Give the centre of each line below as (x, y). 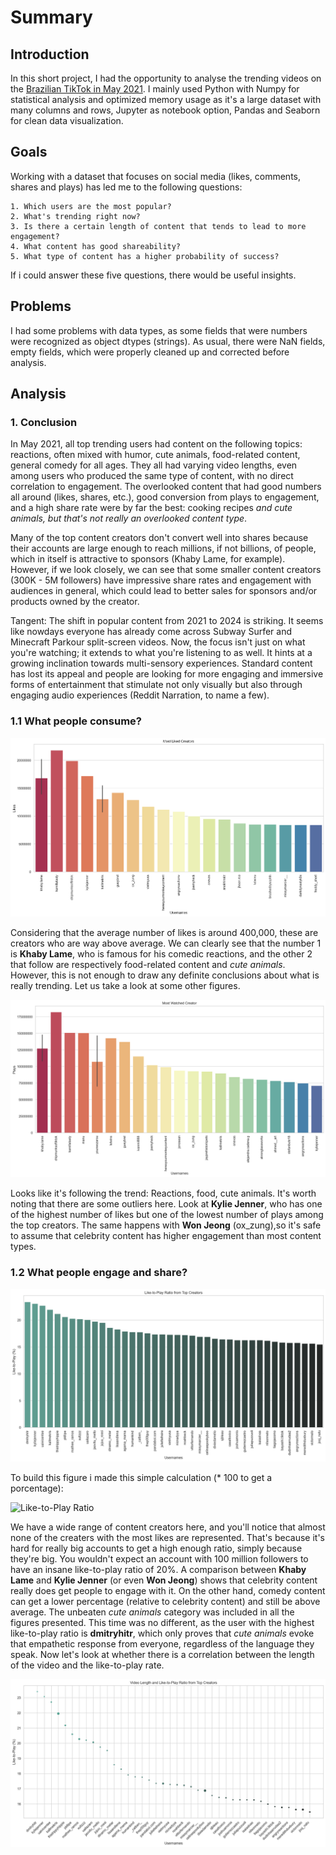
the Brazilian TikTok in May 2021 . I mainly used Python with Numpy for (155, 89)
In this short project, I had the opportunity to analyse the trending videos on (166, 78)
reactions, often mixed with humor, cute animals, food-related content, (155, 455)
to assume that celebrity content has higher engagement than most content (166, 1236)
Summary (51, 17)
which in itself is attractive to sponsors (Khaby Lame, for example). (148, 559)
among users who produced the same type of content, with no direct (152, 476)
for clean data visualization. (67, 120)
